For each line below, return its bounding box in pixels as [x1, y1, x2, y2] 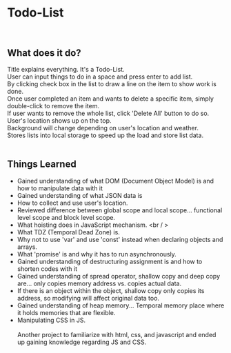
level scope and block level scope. [17, 213, 116, 221]
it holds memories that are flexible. [17, 308, 116, 316]
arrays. [17, 243, 38, 251]
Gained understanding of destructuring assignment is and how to [17, 257, 203, 265]
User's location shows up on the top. [7, 117, 112, 125]
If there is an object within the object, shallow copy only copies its [17, 286, 205, 294]
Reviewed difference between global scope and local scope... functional [17, 205, 223, 214]
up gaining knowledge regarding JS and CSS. [17, 338, 147, 346]
